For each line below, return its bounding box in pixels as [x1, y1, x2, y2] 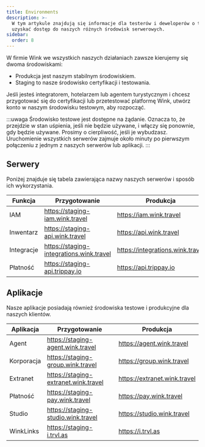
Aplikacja [11, 325, 40, 333]
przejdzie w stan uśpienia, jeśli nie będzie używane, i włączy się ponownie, [6, 122, 195, 129]
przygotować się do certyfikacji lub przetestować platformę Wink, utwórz [6, 97, 191, 104]
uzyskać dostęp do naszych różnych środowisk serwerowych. [12, 26, 165, 32]
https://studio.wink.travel [118, 409, 190, 418]
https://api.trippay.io [117, 263, 175, 272]
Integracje [9, 245, 38, 254]
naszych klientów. [6, 310, 52, 318]
